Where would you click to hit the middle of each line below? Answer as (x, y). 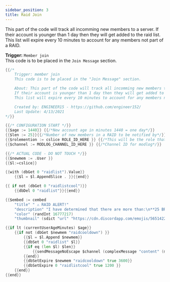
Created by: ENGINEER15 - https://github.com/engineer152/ (78, 107)
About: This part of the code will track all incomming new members (88, 89)
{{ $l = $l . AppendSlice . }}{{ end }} (52, 177)
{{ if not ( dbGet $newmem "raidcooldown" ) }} (62, 233)
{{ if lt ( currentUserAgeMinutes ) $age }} (49, 228)
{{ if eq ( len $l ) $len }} (50, 246)
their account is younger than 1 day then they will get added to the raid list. (83, 34)
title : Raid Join (24, 15)
